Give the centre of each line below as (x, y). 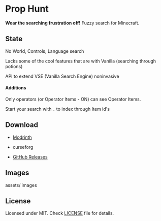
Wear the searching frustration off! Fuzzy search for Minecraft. (72, 23)
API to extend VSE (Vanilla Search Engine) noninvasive (62, 76)
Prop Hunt (27, 9)
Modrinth (22, 137)
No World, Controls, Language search (45, 51)
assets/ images (21, 185)
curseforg (23, 147)
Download (22, 125)
